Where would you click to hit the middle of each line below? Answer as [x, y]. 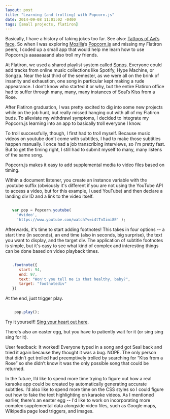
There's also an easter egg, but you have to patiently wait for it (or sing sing [84, 332]
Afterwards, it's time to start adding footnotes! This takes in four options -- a [85, 229]
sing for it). [17, 337]
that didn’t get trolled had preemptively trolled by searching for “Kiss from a [84, 358]
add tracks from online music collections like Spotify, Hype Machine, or [80, 70]
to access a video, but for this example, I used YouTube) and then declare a [84, 191]
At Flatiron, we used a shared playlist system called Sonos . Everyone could [83, 65]
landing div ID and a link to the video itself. [49, 196]
